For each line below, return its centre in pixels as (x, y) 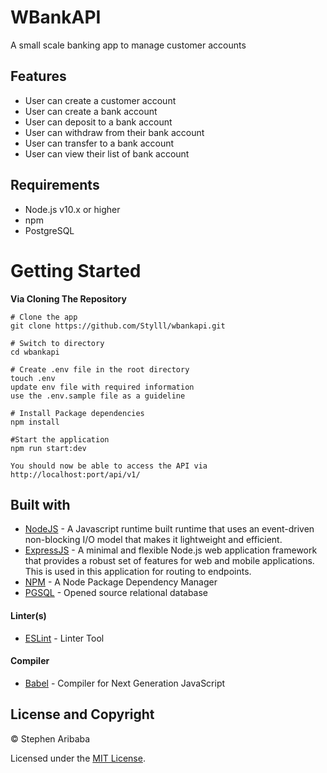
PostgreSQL (49, 230)
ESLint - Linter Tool (64, 638)
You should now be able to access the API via (109, 466)
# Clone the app (44, 317)
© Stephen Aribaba (50, 738)
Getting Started (76, 270)
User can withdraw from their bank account (114, 132)
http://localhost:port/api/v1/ (75, 474)
